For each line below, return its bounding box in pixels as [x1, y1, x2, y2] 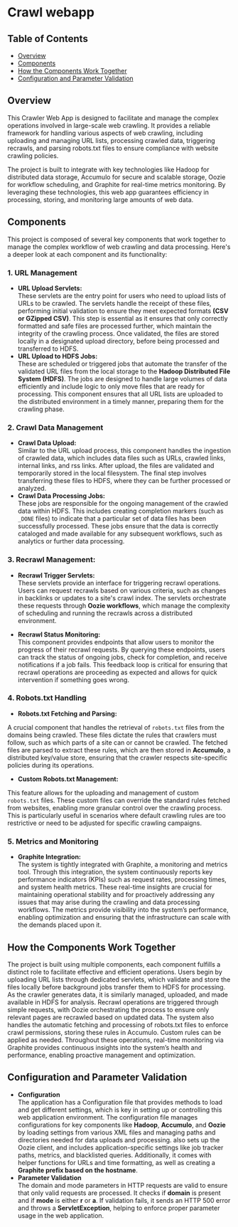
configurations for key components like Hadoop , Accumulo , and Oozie [17, 1120, 226, 1129]
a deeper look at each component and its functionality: [7, 250, 168, 258]
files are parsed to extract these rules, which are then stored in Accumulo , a [7, 745, 231, 754]
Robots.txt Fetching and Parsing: [17, 709, 117, 718]
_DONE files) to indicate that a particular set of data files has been [17, 514, 207, 523]
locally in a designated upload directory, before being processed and [17, 336, 220, 345]
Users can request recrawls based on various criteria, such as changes [17, 586, 227, 595]
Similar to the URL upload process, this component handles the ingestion [17, 446, 232, 455]
